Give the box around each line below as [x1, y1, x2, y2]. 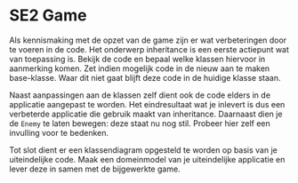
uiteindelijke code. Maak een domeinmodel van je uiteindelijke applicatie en [9, 154, 286, 164]
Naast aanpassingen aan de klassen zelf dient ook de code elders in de [9, 90, 271, 100]
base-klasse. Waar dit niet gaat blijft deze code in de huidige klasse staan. [9, 72, 282, 83]
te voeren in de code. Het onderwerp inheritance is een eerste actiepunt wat [9, 44, 289, 54]
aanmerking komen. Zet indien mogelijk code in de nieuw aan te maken [9, 63, 270, 74]
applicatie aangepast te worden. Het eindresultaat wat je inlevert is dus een [9, 99, 286, 109]
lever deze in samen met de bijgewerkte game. [9, 163, 181, 174]
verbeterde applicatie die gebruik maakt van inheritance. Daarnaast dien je [9, 108, 283, 119]
